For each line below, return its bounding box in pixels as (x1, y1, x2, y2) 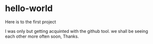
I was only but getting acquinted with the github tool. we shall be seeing (5, 28, 149, 34)
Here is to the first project (5, 19, 57, 25)
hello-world (5, 3, 53, 14)
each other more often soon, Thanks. (5, 33, 79, 39)
